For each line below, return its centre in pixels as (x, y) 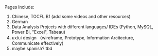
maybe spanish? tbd (32, 48)
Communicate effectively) (37, 43)
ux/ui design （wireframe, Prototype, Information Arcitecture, (73, 38)
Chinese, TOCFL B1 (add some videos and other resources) (71, 16)
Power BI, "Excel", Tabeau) (38, 32)
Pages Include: (19, 7)
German (20, 22)
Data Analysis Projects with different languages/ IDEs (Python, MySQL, (82, 27)
